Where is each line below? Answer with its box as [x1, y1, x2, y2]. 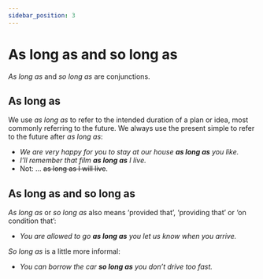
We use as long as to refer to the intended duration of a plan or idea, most [8, 115, 249, 125]
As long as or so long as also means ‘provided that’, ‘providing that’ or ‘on [8, 208, 246, 218]
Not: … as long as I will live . [19, 164, 109, 173]
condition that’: [8, 216, 57, 225]
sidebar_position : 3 [8, 11, 76, 20]
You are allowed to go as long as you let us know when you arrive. [19, 232, 237, 241]
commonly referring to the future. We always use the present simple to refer [8, 124, 255, 133]
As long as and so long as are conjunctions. [8, 72, 151, 81]
